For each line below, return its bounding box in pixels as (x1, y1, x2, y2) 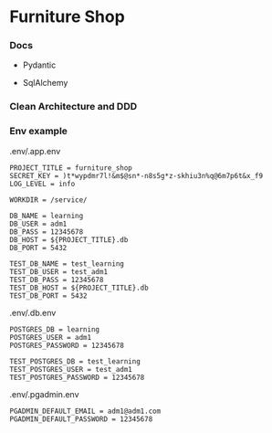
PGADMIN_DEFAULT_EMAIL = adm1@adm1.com (9, 407, 162, 416)
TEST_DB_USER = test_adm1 (9, 267, 108, 276)
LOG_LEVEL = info (9, 179, 76, 188)
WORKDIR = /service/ (9, 195, 89, 205)
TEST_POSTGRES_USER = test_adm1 (9, 364, 132, 374)
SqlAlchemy (22, 78, 68, 89)
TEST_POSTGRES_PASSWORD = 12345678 (9, 373, 145, 382)
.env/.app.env (9, 145, 61, 156)
